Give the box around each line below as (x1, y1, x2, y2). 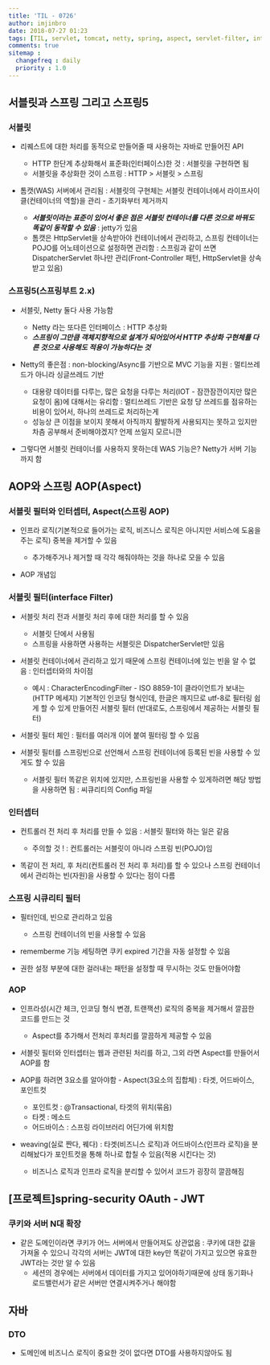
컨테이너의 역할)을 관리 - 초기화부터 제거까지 (29, 196, 169, 206)
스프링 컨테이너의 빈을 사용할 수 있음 (31, 929, 146, 939)
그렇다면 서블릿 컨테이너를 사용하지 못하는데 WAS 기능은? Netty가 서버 (19, 444, 243, 453)
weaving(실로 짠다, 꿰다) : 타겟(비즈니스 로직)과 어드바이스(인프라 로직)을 (19, 1139, 251, 1149)
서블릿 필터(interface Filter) (8, 592, 114, 603)
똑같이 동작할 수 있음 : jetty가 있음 (31, 223, 138, 233)
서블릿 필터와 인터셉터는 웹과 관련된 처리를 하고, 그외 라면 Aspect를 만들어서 (19, 1047, 260, 1057)
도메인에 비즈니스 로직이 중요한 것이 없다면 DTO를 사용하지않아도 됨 (19, 1347, 232, 1357)
